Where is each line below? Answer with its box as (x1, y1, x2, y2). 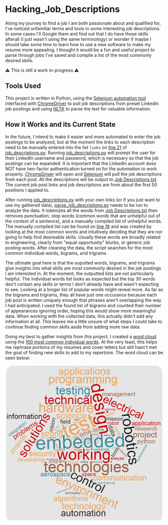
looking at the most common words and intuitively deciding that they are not (5, 228, 162, 234)
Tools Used (5, 82, 41, 90)
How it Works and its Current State (5, 120, 116, 129)
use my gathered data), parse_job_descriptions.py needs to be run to (5, 202, 148, 208)
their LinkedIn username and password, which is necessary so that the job (5, 155, 159, 161)
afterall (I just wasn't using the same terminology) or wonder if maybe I (5, 36, 151, 42)
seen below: (5, 355, 31, 361)
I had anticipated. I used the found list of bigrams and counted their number (5, 302, 161, 308)
